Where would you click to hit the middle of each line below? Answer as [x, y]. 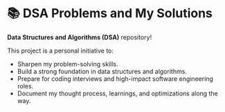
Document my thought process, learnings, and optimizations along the [117, 93]
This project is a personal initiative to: [61, 50]
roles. [25, 86]
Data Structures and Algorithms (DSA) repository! [80, 37]
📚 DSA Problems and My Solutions [110, 13]
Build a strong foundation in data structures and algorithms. [102, 71]
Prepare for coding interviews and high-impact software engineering [115, 78]
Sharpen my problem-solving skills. [68, 64]
